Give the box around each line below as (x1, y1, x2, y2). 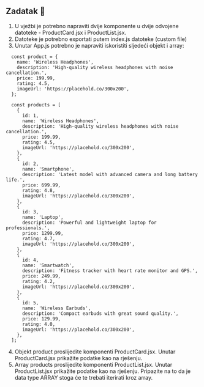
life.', (6, 177, 26, 183)
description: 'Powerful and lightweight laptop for (21, 219, 157, 226)
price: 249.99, (21, 273, 61, 279)
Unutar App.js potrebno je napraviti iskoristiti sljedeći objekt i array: (14, 42, 184, 49)
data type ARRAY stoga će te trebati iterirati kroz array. (14, 374, 153, 381)
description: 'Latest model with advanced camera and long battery (21, 171, 198, 177)
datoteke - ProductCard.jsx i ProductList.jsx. (14, 29, 127, 36)
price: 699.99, (21, 182, 61, 188)
